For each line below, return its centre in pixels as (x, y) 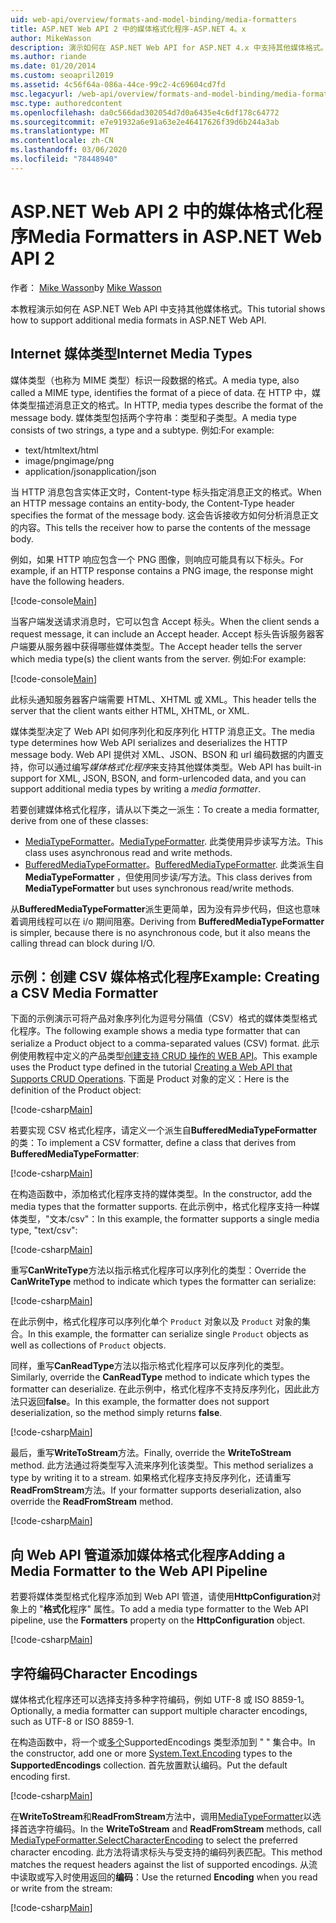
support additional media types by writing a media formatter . (136, 788)
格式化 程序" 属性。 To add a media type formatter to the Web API (176, 1609)
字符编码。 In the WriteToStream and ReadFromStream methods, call (179, 1828)
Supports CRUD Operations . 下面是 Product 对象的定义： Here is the (150, 1079)
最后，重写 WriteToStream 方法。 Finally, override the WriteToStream (151, 1453)
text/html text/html (61, 450)
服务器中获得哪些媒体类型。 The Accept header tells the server (173, 646)
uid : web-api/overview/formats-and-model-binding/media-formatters (154, 19)
